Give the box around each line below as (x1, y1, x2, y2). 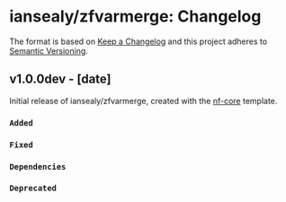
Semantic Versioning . (9, 45, 88, 56)
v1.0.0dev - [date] (9, 72, 112, 87)
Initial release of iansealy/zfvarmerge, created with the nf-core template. (9, 95, 278, 106)
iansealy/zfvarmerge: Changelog (9, 6, 262, 27)
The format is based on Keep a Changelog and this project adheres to (9, 36, 268, 47)
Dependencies (9, 162, 67, 171)
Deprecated (9, 183, 57, 194)
